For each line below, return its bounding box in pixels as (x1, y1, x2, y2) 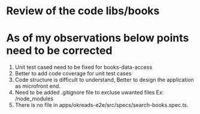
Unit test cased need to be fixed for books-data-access (14, 64, 153, 71)
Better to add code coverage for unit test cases (14, 70, 132, 77)
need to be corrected (6, 44, 113, 58)
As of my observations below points (6, 31, 189, 45)
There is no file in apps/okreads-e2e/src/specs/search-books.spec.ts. (14, 102, 189, 109)
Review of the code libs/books (6, 4, 160, 18)
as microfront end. (14, 83, 61, 90)
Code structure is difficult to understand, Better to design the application (14, 76, 195, 84)
